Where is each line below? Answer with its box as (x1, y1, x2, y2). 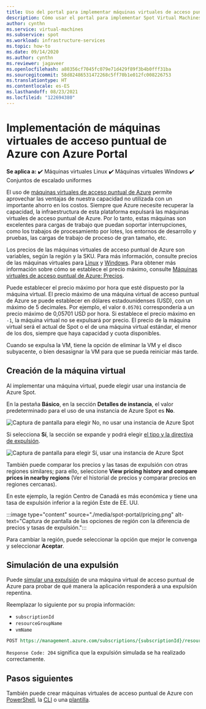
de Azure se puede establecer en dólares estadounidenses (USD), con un (6, 297, 193, 304)
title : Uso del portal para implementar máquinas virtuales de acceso (6, 9, 191, 15)
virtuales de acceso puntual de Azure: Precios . (6, 272, 124, 279)
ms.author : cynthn (6, 55, 53, 61)
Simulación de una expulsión (6, 559, 119, 570)
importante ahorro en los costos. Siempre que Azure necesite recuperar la (6, 201, 194, 209)
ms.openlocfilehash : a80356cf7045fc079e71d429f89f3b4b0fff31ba (6, 66, 172, 72)
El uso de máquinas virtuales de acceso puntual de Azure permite (6, 188, 173, 196)
